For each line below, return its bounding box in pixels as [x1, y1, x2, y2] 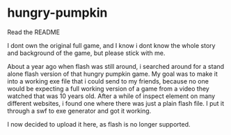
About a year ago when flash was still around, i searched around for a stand [7, 62, 225, 70]
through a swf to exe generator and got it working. [7, 106, 152, 115]
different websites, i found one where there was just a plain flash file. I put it [7, 99, 225, 107]
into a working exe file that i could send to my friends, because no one [7, 77, 209, 85]
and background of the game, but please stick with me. [7, 49, 166, 57]
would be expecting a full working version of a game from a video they [7, 84, 210, 93]
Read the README [7, 28, 61, 36]
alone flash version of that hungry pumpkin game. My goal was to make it [7, 70, 218, 78]
